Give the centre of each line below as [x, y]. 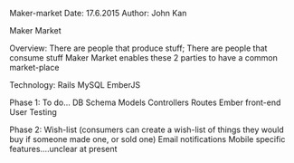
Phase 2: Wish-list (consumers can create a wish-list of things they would [147, 129]
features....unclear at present [63, 149]
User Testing [33, 112]
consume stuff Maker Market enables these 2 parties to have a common [144, 58]
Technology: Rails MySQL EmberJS [75, 85]
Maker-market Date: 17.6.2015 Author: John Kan [98, 13]
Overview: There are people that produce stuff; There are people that [138, 48]
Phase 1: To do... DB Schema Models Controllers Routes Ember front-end [145, 102]
